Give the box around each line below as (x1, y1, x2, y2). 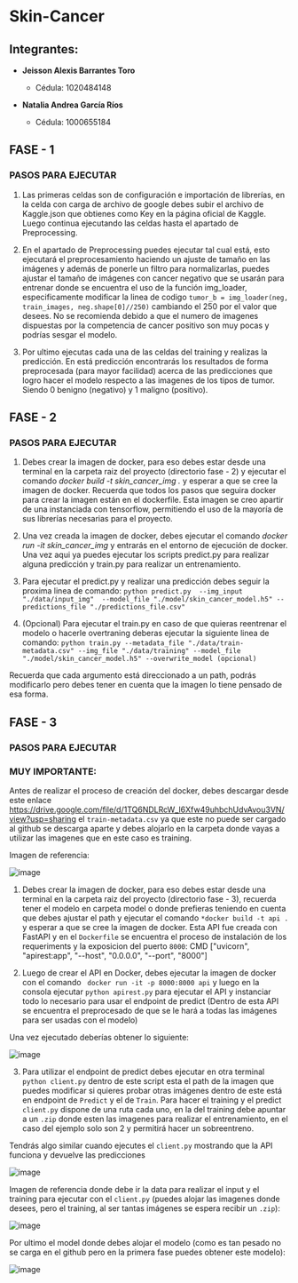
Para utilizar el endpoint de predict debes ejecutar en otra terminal (21, 1066, 265, 1077)
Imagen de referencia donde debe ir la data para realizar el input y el (9, 1183, 260, 1194)
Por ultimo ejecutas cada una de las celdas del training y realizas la (21, 347, 268, 357)
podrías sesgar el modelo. (21, 329, 118, 339)
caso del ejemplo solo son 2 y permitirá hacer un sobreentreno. (21, 1122, 255, 1134)
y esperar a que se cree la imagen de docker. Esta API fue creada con (21, 921, 278, 932)
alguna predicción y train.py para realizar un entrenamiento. (21, 559, 241, 570)
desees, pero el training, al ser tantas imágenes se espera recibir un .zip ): (9, 1202, 281, 1214)
